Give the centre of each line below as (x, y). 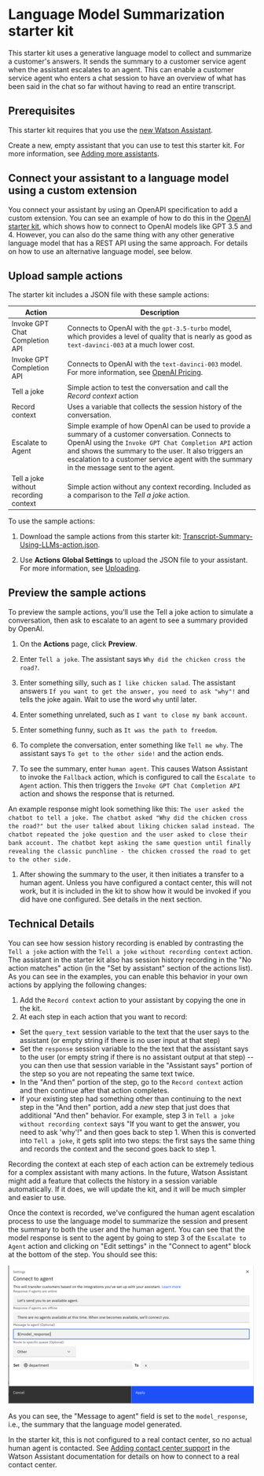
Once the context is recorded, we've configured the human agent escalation (132, 1213)
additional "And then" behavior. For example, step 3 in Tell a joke (127, 1115)
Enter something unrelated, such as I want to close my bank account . (133, 714)
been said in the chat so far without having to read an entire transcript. (122, 86)
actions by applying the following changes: (77, 985)
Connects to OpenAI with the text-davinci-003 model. (155, 364)
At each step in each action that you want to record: (103, 1016)
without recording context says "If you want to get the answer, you (130, 1124)
